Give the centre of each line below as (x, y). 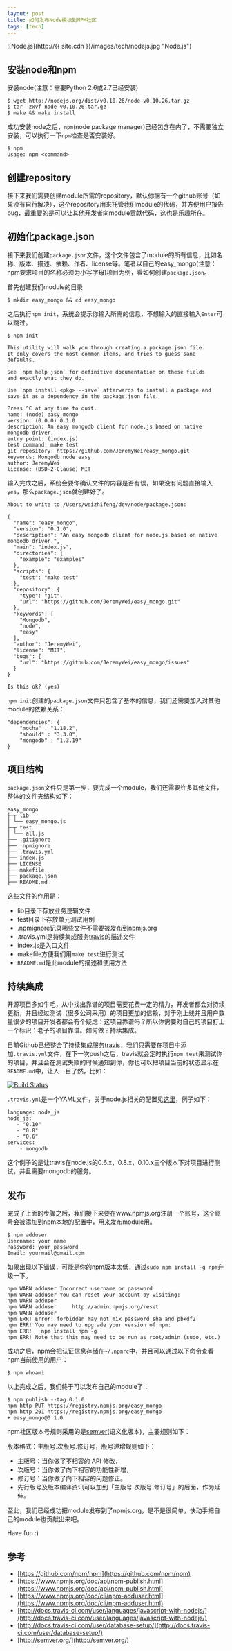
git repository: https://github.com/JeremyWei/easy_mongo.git (98, 451)
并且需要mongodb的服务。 (57, 1171)
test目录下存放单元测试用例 (56, 919)
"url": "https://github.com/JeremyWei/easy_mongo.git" (100, 602)
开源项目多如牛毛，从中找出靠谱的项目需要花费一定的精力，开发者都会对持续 (116, 1004)
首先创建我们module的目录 (45, 287)
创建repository (39, 178)
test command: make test (43, 444)
